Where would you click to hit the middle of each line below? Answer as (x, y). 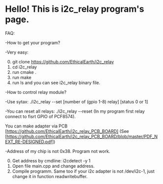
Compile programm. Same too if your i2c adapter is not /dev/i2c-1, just (83, 171)
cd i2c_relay (25, 67)
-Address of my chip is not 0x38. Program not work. (58, 151)
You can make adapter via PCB (36, 126)
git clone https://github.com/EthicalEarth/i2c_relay (63, 61)
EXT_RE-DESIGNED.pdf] (29, 142)
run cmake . (24, 72)
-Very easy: (17, 52)
